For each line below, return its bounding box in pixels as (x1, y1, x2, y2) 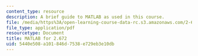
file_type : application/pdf (6, 24, 75, 31)
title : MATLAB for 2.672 (6, 36, 67, 41)
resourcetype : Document (6, 30, 65, 36)
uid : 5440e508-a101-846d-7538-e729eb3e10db (6, 41, 115, 47)
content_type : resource (6, 8, 65, 15)
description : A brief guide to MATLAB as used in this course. (6, 14, 165, 20)
